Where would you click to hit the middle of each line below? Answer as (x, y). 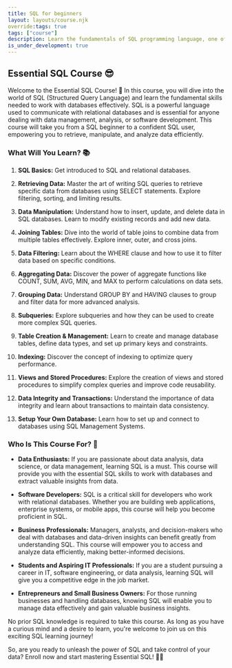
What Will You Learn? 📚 (49, 153)
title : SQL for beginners (45, 13)
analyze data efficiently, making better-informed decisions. (101, 552)
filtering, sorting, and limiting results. (70, 198)
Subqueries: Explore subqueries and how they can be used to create (116, 316)
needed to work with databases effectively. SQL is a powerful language (109, 105)
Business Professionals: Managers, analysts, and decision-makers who (120, 530)
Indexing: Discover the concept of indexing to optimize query (105, 357)
